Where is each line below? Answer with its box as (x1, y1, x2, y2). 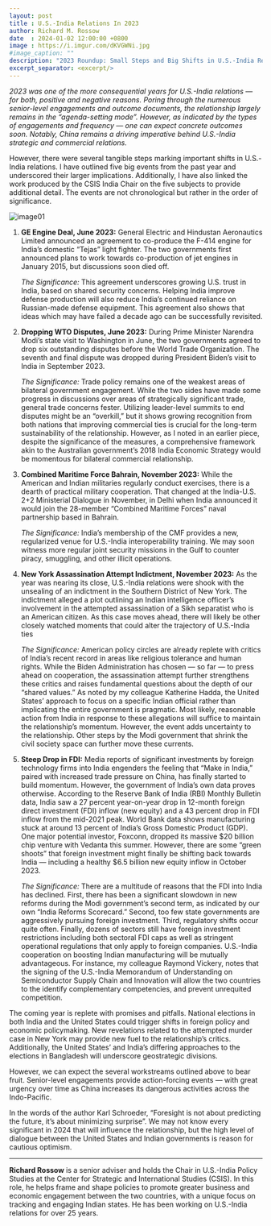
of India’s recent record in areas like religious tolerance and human (20, 653, 242, 663)
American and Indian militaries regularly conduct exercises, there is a (20, 478, 250, 487)
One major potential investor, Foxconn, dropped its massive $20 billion (20, 831, 254, 841)
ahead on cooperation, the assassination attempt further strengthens (20, 670, 250, 680)
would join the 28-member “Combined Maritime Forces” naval (20, 503, 227, 513)
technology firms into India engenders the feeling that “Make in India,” (20, 763, 253, 772)
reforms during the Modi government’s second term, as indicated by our (20, 898, 261, 908)
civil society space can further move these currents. (20, 739, 194, 748)
